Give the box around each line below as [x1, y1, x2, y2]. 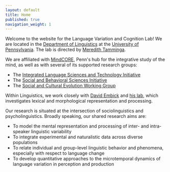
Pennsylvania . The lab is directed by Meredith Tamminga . [5, 46, 126, 53]
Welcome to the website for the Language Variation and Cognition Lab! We [5, 36, 162, 42]
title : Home [5, 12, 31, 17]
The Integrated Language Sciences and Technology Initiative [12, 72, 141, 78]
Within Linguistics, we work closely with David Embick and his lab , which [5, 92, 159, 99]
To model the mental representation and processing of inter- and [12, 123, 149, 129]
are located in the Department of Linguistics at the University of [5, 41, 139, 47]
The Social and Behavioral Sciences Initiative [12, 77, 107, 83]
